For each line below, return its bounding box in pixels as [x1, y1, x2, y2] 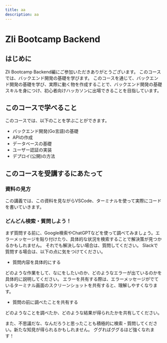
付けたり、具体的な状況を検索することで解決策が [48, 236, 149, 242]
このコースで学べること [5, 103, 77, 112]
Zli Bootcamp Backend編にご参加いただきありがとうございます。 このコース [5, 68, 161, 75]
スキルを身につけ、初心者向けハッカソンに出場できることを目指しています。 [5, 87, 162, 93]
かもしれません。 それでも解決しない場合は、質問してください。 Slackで [9, 243, 159, 249]
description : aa [5, 12, 39, 17]
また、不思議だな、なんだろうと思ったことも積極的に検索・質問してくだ [5, 321, 154, 327]
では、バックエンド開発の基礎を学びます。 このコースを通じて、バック [5, 75, 150, 81]
